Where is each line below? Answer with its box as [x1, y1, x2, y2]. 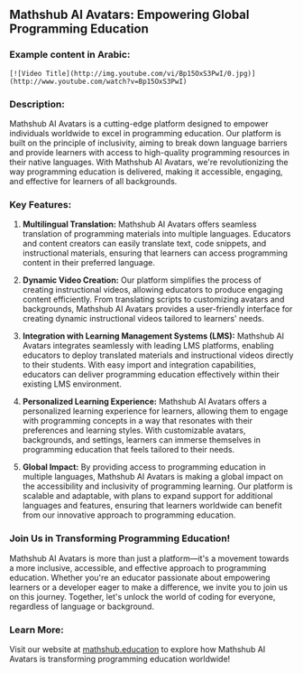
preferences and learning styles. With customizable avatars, [22, 425, 246, 436]
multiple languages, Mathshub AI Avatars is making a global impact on [22, 472, 284, 482]
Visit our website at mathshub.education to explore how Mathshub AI [9, 643, 266, 654]
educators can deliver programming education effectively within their [22, 369, 280, 380]
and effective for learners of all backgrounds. [9, 175, 178, 186]
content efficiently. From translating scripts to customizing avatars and [22, 294, 285, 305]
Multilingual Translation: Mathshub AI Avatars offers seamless [22, 219, 257, 229]
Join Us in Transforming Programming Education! [9, 532, 231, 545]
